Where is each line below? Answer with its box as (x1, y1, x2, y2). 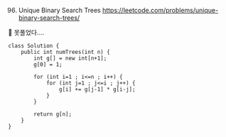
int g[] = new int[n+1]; (33, 55, 107, 62)
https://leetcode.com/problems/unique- (102, 6, 219, 14)
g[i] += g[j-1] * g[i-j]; (58, 86, 136, 93)
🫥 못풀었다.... (8, 28, 45, 36)
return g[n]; (33, 111, 72, 118)
